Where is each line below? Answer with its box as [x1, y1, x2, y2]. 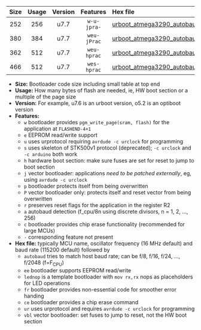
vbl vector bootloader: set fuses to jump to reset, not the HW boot [23, 311, 187, 319]
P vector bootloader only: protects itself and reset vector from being [23, 189, 191, 196]
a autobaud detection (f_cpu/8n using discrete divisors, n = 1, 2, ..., [23, 208, 188, 215]
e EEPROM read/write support [23, 131, 98, 139]
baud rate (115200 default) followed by [14, 246, 110, 253]
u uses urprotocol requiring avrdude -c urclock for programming [23, 138, 184, 145]
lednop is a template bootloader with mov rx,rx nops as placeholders [23, 273, 193, 280]
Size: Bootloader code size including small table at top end [14, 80, 160, 88]
